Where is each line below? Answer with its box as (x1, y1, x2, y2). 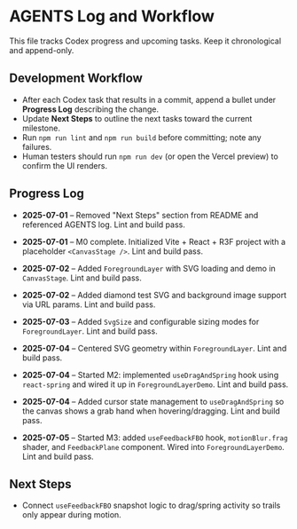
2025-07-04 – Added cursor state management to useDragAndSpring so (21, 396, 285, 407)
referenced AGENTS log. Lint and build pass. (21, 219, 186, 230)
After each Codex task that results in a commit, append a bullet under (21, 94, 277, 105)
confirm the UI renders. (21, 160, 108, 170)
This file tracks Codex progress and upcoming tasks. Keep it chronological (9, 36, 282, 46)
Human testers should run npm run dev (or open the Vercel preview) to (21, 151, 279, 162)
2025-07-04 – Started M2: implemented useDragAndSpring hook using (21, 369, 279, 380)
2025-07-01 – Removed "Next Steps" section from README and (21, 209, 259, 220)
